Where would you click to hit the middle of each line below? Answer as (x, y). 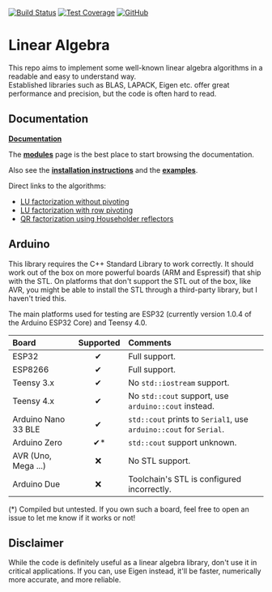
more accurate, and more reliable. (65, 580)
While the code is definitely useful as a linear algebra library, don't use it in (133, 563)
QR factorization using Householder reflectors (97, 218)
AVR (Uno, (32, 456)
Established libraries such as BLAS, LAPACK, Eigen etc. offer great (119, 84)
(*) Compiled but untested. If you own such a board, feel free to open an (129, 509)
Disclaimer (36, 543)
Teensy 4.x (34, 401)
